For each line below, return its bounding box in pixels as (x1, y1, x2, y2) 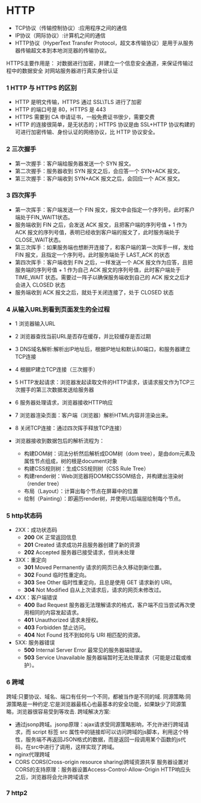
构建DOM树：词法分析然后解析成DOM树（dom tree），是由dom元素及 (23, 450, 196, 457)
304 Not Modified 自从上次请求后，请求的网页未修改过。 (23, 587, 165, 594)
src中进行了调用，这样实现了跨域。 (31, 743, 118, 750)
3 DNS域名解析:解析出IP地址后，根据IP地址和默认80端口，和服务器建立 (14, 346, 191, 353)
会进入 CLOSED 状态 (14, 281, 66, 289)
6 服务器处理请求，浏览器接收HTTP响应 (14, 399, 113, 406)
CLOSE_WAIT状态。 (14, 236, 64, 243)
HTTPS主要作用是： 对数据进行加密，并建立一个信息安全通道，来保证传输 (6, 60, 188, 67)
